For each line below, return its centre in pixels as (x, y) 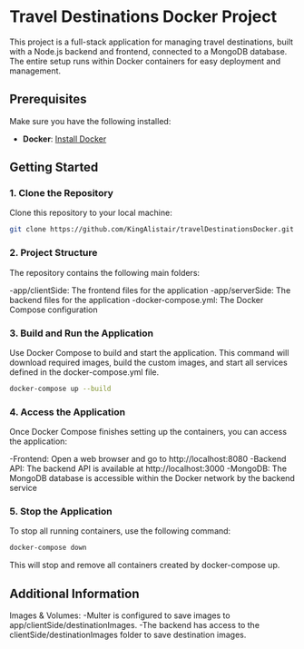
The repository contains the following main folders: (105, 272)
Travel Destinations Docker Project (143, 17)
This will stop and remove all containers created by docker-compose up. (145, 565)
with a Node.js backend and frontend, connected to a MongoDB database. (148, 51)
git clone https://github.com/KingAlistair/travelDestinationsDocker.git (152, 230)
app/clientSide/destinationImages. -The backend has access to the (135, 625)
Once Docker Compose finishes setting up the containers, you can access (148, 432)
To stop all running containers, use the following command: (120, 531)
